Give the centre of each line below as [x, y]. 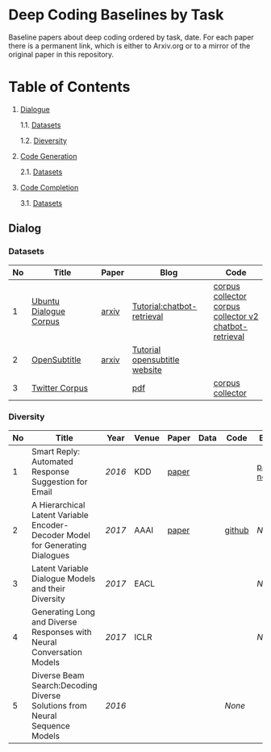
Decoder [48, 535]
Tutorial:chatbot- [165, 306]
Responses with [62, 632]
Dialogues [51, 555]
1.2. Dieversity [43, 140]
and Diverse [54, 621]
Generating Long [63, 612]
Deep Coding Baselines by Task [116, 15]
